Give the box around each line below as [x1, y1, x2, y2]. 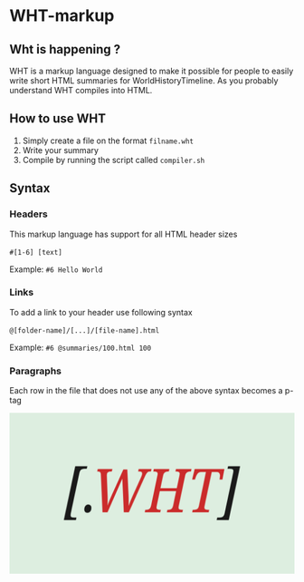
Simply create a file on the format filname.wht [22, 135, 195, 146]
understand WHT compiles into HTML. [9, 85, 153, 95]
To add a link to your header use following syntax [9, 306, 193, 317]
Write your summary [22, 144, 100, 155]
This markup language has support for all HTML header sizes [9, 228, 238, 239]
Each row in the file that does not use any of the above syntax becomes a [9, 385, 283, 396]
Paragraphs [9, 364, 62, 377]
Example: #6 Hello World [9, 264, 103, 275]
